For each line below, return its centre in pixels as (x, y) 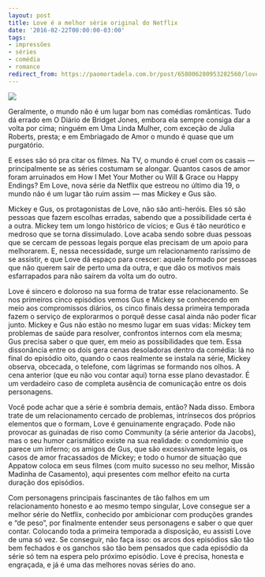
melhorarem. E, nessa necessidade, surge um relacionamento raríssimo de (129, 251)
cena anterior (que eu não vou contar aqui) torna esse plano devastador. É (129, 374)
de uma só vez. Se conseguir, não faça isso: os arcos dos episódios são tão (131, 539)
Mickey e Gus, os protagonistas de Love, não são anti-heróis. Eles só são (127, 209)
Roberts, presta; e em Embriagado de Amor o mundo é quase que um (121, 136)
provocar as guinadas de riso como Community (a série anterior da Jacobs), (132, 432)
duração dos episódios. (47, 482)
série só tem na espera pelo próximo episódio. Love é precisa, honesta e (126, 556)
